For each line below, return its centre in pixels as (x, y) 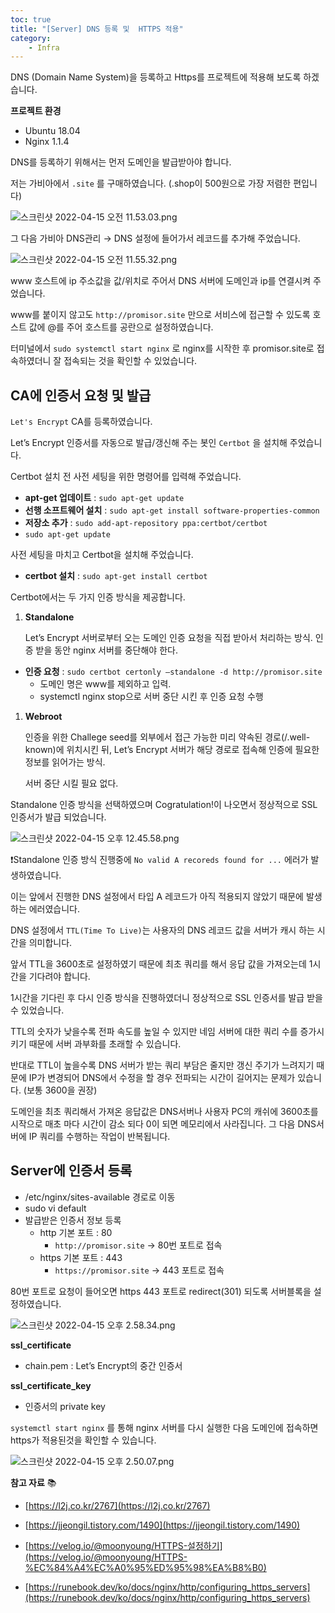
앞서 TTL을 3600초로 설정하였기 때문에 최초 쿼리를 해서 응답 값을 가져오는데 (158, 964)
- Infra (44, 47)
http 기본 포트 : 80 (76, 1232)
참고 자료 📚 (33, 1482)
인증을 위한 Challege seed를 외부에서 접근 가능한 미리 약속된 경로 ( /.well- (167, 737)
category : (31, 38)
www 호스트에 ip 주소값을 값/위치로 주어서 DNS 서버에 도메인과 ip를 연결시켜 (161, 281)
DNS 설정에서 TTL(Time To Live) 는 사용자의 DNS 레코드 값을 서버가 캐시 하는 (162, 930)
